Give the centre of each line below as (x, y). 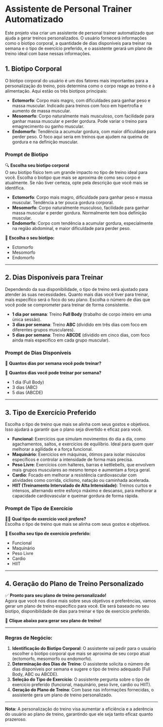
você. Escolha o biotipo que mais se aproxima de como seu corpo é (73, 178)
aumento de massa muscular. (41, 111)
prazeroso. (16, 719)
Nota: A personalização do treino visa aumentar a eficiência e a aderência (79, 709)
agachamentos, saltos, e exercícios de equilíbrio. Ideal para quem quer (83, 444)
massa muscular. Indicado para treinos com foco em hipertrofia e (77, 105)
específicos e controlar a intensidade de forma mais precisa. (73, 459)
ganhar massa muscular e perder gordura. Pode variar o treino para (80, 121)
